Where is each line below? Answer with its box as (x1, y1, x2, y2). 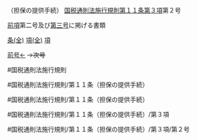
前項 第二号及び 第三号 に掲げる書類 (7, 21, 106, 29)
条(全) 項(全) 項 (7, 36, 51, 44)
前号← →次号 (7, 51, 46, 59)
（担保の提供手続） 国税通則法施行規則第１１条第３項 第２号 (7, 6, 181, 14)
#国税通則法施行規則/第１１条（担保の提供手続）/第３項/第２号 (7, 125, 190, 133)
